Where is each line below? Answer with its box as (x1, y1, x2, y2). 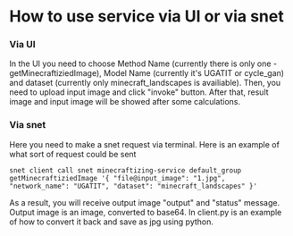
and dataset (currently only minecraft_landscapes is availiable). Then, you (9, 78, 281, 88)
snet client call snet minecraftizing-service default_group (9, 165, 242, 175)
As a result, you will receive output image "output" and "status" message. (9, 197, 280, 207)
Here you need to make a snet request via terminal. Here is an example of (9, 139, 280, 149)
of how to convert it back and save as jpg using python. (9, 216, 214, 227)
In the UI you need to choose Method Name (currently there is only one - (9, 58, 278, 69)
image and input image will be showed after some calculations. (9, 97, 241, 107)
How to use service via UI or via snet (9, 6, 284, 27)
